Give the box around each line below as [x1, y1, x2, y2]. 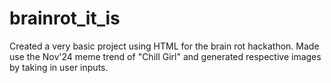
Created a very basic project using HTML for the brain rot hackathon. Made [9, 40, 320, 52]
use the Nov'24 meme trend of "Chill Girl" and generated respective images [9, 50, 322, 62]
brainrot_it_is [9, 7, 121, 30]
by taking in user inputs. [9, 61, 109, 73]
